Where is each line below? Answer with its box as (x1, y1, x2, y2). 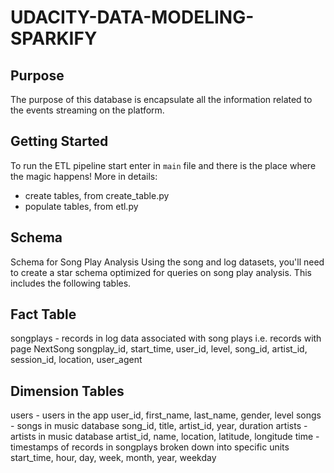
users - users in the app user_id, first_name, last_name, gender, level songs (10, 409, 322, 421)
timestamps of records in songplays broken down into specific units (10, 441, 290, 453)
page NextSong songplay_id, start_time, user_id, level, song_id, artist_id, (10, 343, 308, 355)
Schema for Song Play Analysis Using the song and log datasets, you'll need (10, 256, 325, 268)
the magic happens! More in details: (10, 170, 158, 182)
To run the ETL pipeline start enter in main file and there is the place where (10, 159, 317, 171)
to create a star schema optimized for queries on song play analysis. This (10, 266, 312, 278)
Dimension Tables (10, 382, 125, 400)
